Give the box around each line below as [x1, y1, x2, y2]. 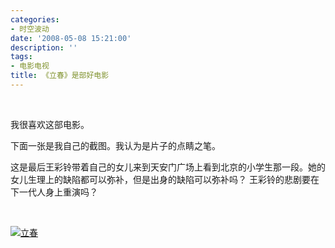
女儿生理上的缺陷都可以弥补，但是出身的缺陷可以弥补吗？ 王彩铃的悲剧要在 [10, 173, 320, 185]
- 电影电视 [10, 61, 50, 71]
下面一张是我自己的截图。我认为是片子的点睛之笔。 [10, 139, 221, 151]
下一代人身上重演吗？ [10, 186, 98, 198]
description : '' [10, 42, 78, 53]
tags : [10, 52, 33, 62]
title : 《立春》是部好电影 [10, 71, 110, 81]
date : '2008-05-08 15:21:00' [10, 33, 132, 43]
